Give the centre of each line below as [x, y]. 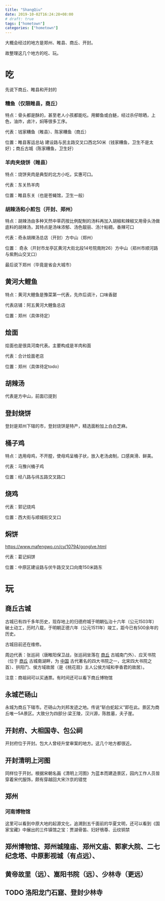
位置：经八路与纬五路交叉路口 [35, 477]
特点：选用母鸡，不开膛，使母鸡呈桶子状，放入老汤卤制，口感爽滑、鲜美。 [80, 456]
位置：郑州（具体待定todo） [33, 366]
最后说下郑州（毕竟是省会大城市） [40, 264]
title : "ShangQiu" [24, 10]
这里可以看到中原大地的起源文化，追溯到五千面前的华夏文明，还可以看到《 [80, 823]
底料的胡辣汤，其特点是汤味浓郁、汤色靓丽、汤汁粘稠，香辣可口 [69, 227]
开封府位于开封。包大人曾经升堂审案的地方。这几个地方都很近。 [69, 744]
